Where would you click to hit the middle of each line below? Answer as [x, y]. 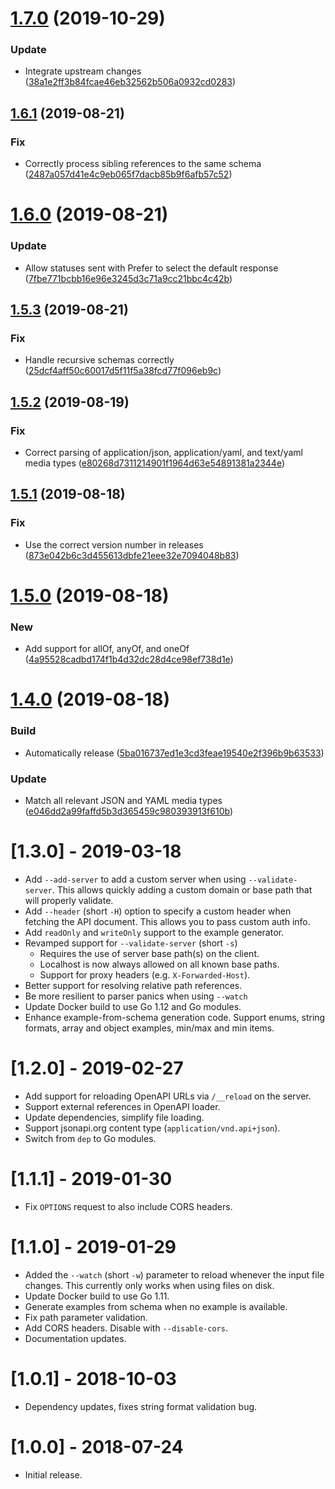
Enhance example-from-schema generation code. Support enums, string [175, 1017]
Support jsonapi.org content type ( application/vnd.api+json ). [152, 1128]
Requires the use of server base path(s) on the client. [149, 953]
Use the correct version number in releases [114, 544]
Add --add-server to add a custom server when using [135, 879]
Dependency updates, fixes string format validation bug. [141, 1406]
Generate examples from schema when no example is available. [156, 1306]
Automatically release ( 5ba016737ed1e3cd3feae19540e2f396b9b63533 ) [174, 753]
